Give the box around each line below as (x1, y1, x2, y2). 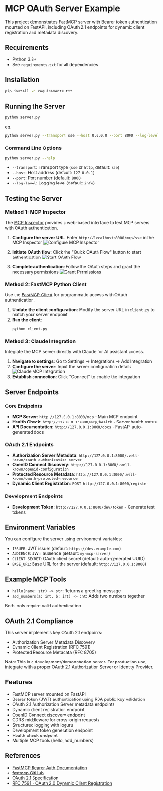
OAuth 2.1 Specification (12, 775, 59, 781)
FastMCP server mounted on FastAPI (12, 691, 86, 697)
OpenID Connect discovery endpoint (12, 712, 85, 717)
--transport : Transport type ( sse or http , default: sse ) (12, 165, 120, 170)
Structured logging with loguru (12, 722, 74, 728)
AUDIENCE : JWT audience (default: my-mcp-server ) (12, 551, 110, 556)
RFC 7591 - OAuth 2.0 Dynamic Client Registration (12, 780, 113, 786)
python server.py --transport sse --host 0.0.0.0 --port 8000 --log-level (5, 133, 160, 138)
